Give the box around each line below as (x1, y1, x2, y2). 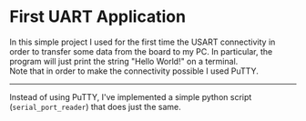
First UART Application (9, 6, 187, 27)
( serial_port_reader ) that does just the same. (9, 101, 181, 112)
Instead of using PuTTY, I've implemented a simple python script (9, 91, 252, 102)
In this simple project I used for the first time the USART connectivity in (9, 36, 276, 47)
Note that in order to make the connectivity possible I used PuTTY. (9, 66, 260, 76)
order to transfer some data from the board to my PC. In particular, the (9, 45, 273, 56)
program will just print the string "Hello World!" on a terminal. (9, 55, 239, 66)
